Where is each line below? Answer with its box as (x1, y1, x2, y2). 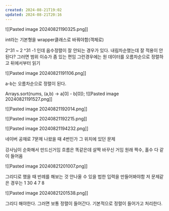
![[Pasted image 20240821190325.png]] (5, 26, 88, 32)
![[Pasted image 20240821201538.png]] (5, 190, 88, 196)
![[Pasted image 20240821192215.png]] (5, 115, 87, 121)
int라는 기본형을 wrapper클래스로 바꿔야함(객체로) (5, 36, 104, 43)
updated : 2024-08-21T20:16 (5, 12, 62, 17)
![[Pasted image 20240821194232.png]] (5, 125, 89, 132)
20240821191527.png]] (5, 96, 53, 102)
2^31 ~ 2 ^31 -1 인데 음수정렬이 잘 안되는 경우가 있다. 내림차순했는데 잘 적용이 (5, 47, 158, 53)
